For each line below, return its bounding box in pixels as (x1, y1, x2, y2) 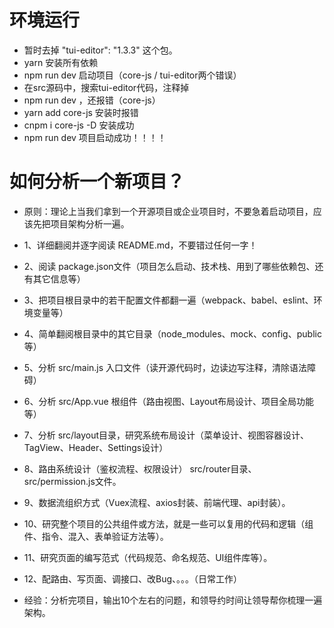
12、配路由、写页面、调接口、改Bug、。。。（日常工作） (23, 572, 243, 585)
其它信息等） (32, 272, 86, 285)
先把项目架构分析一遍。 (32, 217, 130, 230)
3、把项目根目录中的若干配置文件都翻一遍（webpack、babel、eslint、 (23, 294, 314, 306)
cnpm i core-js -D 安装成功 (23, 119, 135, 131)
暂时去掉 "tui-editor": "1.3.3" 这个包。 (23, 44, 178, 56)
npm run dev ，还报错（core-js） (23, 94, 161, 106)
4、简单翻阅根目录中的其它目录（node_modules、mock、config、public (23, 327, 322, 340)
